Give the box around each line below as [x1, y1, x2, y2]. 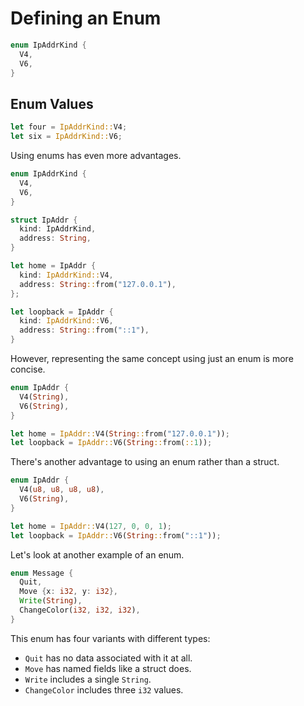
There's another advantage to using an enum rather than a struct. [10, 456, 280, 468]
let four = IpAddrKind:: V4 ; [10, 122, 128, 132]
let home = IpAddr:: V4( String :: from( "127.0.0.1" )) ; [10, 428, 230, 439]
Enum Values [10, 95, 94, 112]
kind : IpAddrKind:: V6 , [19, 316, 114, 326]
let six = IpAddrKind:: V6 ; [10, 132, 123, 142]
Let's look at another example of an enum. [10, 548, 185, 561]
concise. [10, 363, 46, 375]
